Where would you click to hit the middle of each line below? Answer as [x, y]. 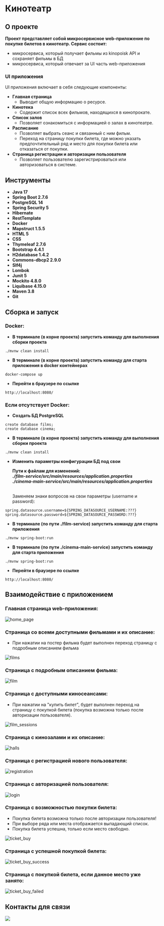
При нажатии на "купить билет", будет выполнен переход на [76, 705]
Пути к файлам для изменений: [46, 471]
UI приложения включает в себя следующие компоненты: [66, 87]
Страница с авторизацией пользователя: [57, 784]
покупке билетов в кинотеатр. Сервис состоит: [56, 44]
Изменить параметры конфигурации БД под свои [66, 462]
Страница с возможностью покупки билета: [61, 807]
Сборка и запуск [32, 312]
